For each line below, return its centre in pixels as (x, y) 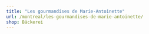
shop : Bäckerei (25, 22)
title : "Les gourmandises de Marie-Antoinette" (66, 11)
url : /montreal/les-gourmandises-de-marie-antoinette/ (75, 17)
